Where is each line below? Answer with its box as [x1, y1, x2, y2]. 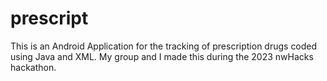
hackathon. [10, 61, 57, 73]
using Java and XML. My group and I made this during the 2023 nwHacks [10, 50, 314, 62]
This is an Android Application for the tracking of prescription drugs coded [10, 40, 318, 52]
